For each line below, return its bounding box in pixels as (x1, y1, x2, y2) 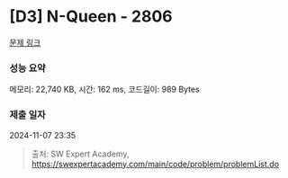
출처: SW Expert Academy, (31, 148, 130, 159)
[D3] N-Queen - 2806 (9, 6, 173, 27)
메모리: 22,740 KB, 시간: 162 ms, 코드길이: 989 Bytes (9, 84, 200, 95)
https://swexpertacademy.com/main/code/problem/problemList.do (31, 158, 280, 169)
